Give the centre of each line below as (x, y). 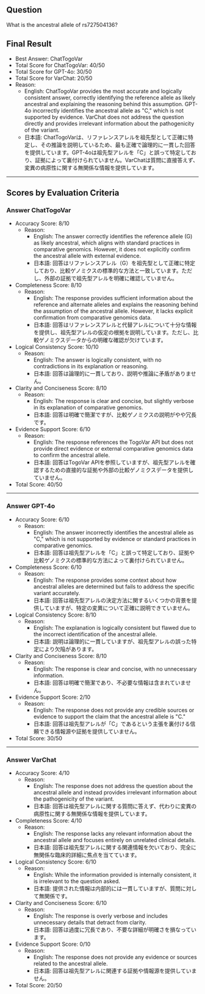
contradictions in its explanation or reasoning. (91, 366)
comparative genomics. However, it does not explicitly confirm (112, 249)
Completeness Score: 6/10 (49, 567)
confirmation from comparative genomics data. (93, 318)
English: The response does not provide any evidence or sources (115, 957)
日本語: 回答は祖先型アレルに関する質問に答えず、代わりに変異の (115, 806)
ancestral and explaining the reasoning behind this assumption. (104, 104)
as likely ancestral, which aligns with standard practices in (106, 243)
